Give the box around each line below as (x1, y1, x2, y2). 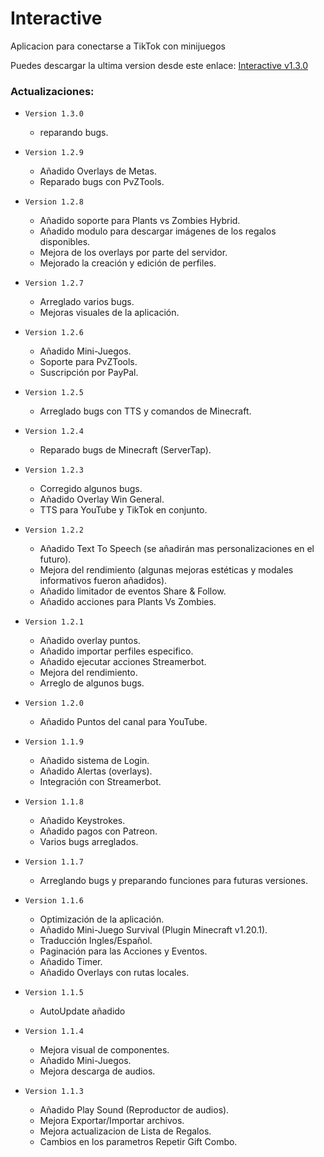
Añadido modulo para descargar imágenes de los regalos (39, 225, 277, 237)
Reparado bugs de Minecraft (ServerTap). (39, 444, 212, 456)
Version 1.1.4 (24, 1027, 84, 1037)
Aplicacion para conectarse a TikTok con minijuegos (10, 40, 226, 52)
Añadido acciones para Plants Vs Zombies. (39, 596, 217, 608)
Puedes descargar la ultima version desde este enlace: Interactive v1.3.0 (10, 59, 308, 71)
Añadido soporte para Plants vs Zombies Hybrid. (39, 215, 241, 227)
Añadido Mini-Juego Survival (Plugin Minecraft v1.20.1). (39, 924, 268, 936)
